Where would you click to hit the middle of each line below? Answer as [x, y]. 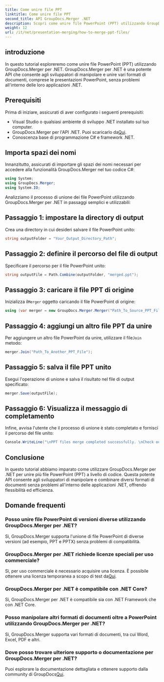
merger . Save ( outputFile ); [31, 393]
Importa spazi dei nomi [41, 153]
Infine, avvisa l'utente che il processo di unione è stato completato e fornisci [82, 428]
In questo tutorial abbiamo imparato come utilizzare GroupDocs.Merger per [81, 469]
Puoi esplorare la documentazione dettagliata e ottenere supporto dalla [76, 669]
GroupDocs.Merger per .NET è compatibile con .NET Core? [76, 589]
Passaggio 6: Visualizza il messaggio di [66, 408]
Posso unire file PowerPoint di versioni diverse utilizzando [75, 519]
